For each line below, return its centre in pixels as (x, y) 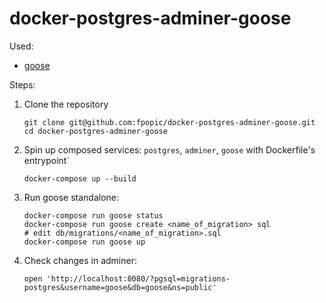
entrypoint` (46, 160)
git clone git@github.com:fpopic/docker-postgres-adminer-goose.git (169, 122)
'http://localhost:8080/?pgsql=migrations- (138, 278)
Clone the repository (66, 104)
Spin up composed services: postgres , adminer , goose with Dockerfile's (169, 149)
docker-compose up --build (80, 178)
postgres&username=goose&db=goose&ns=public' (120, 287)
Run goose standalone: (71, 197)
